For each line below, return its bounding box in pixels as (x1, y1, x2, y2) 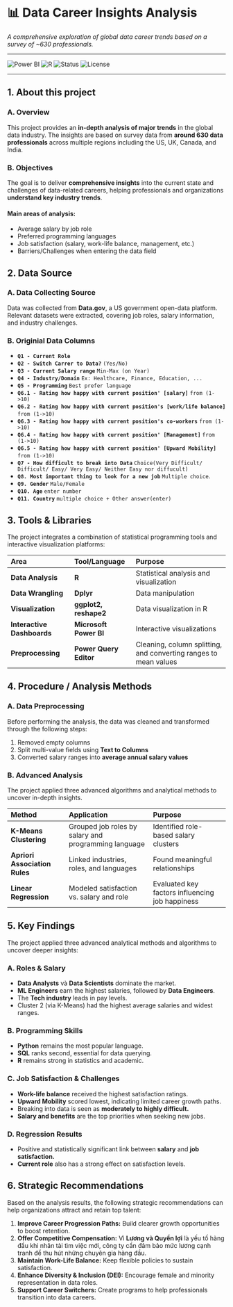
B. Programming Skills (7, 1025, 83, 1035)
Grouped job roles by (69, 821, 137, 831)
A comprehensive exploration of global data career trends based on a (7, 32, 207, 41)
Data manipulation (135, 588, 196, 598)
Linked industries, (69, 854, 127, 864)
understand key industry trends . (7, 193, 103, 202)
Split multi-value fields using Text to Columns (17, 745, 149, 754)
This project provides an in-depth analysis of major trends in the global (7, 123, 214, 131)
